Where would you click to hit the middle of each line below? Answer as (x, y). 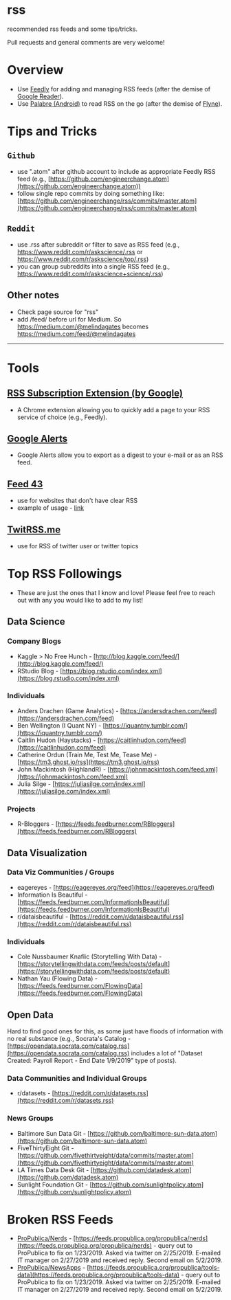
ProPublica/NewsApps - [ (53, 1268)
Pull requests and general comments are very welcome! (86, 42)
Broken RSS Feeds (60, 1219)
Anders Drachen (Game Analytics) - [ (69, 710)
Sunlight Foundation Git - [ (54, 1185)
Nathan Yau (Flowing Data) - (57, 978)
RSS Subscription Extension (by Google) (95, 393)
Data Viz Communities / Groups (61, 873)
